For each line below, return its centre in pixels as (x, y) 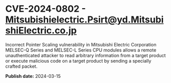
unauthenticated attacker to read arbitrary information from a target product (85, 55)
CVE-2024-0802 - (46, 9)
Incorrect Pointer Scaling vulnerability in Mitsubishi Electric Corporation (81, 44)
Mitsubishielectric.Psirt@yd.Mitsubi (84, 20)
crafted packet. (21, 66)
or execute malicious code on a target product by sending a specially (78, 61)
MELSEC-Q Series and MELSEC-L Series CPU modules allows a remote (81, 50)
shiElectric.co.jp (41, 31)
